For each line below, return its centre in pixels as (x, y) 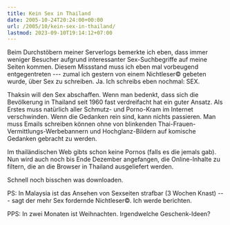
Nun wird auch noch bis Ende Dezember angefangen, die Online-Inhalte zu (114, 160)
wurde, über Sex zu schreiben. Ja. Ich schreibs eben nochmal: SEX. (104, 82)
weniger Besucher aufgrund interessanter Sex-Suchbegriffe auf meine (107, 60)
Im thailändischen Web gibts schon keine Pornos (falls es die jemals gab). (112, 152)
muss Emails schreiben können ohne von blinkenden (82, 124)
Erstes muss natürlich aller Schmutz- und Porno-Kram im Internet (100, 109)
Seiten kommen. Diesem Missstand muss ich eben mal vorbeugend (103, 67)
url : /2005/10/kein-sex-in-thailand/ (61, 26)
